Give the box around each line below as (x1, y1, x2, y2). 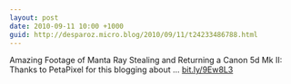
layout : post (9, 13, 59, 23)
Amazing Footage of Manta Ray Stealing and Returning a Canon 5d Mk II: (9, 55, 283, 66)
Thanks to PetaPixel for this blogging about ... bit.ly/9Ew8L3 (9, 64, 234, 75)
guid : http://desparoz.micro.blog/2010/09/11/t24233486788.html (9, 30, 258, 39)
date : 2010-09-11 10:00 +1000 (9, 22, 125, 31)
